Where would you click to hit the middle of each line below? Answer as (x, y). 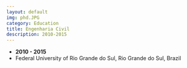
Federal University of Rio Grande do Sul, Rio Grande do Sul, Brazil (98, 58)
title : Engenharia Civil (38, 29)
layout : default (27, 12)
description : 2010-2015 (37, 35)
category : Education (33, 23)
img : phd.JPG (23, 18)
